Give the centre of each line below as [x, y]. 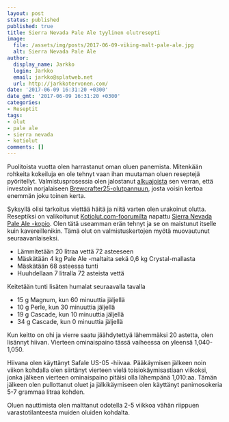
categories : [24, 103]
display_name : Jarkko [44, 64]
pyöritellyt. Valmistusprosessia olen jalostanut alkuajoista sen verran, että [110, 181]
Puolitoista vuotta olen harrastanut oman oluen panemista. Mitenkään [105, 166]
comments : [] [26, 147]
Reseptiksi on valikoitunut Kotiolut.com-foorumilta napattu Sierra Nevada [110, 216]
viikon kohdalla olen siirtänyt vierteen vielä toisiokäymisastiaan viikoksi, [107, 370]
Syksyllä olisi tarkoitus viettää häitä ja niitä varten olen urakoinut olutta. [107, 209]
